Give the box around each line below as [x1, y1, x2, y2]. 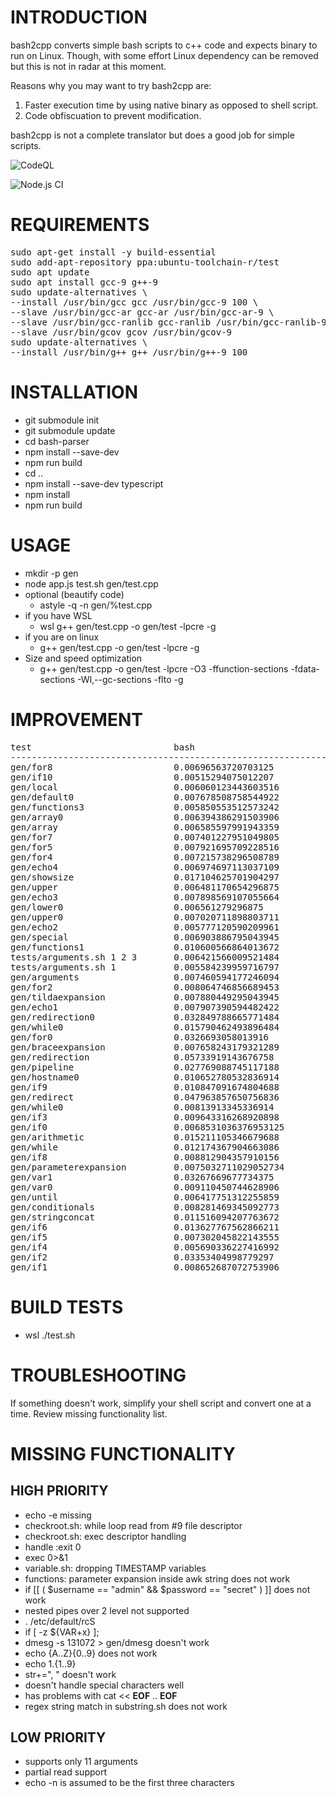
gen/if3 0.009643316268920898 [10, 1111, 280, 1123]
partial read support [24, 1766, 108, 1778]
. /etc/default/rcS [24, 1615, 96, 1627]
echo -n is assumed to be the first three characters [24, 1777, 235, 1789]
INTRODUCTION [10, 6, 148, 29]
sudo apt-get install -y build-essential [10, 246, 217, 258]
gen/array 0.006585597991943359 [10, 821, 280, 833]
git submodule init [24, 414, 100, 426]
